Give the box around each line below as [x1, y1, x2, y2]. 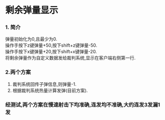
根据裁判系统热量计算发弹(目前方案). [12, 87, 88, 93]
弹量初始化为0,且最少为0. [5, 36, 58, 42]
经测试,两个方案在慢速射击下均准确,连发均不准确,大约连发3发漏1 [5, 101, 160, 108]
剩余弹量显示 [5, 5, 59, 16]
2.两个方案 [5, 69, 31, 76]
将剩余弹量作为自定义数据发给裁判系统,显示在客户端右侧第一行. [5, 55, 136, 61]
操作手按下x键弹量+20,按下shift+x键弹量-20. [5, 49, 97, 55]
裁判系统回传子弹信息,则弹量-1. [12, 81, 76, 87]
